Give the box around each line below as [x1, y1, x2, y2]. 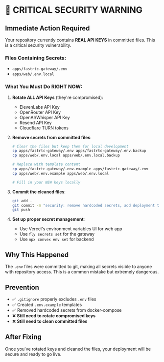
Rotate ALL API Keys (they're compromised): [12, 94, 104, 100]
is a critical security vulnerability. [5, 42, 71, 48]
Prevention [5, 283, 39, 292]
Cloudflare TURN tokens [19, 125, 69, 131]
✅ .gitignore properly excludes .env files [12, 296, 96, 302]
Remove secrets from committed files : [12, 134, 92, 140]
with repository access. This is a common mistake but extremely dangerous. [5, 269, 159, 275]
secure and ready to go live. [5, 351, 62, 357]
